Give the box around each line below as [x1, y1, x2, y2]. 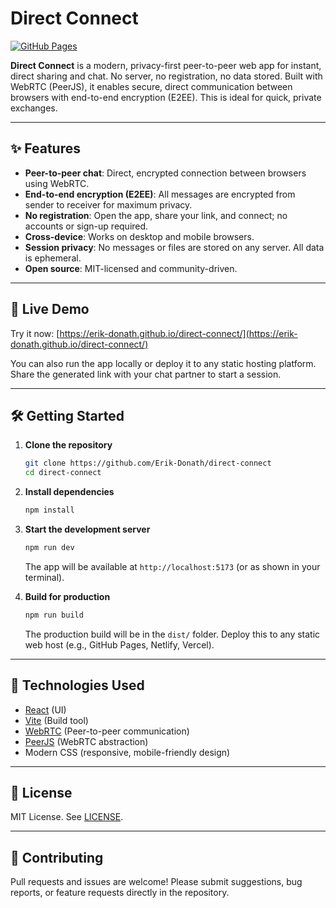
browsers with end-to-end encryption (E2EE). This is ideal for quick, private [10, 91, 322, 103]
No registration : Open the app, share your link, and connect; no [24, 209, 288, 221]
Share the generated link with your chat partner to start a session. [10, 368, 282, 380]
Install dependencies [24, 486, 115, 498]
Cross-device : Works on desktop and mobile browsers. [24, 230, 255, 242]
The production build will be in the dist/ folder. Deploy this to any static [24, 628, 321, 640]
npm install [24, 505, 75, 516]
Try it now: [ [10, 327, 60, 339]
